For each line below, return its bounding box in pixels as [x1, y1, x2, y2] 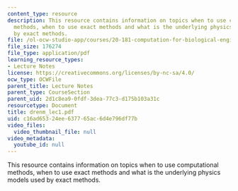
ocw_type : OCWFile [7, 75, 62, 83]
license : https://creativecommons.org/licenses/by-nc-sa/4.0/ [7, 69, 195, 76]
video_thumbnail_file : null [13, 128, 97, 135]
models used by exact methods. [7, 175, 101, 184]
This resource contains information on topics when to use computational [7, 161, 219, 169]
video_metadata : [7, 135, 55, 142]
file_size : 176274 [7, 43, 62, 50]
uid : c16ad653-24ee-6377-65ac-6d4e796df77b [7, 115, 138, 122]
